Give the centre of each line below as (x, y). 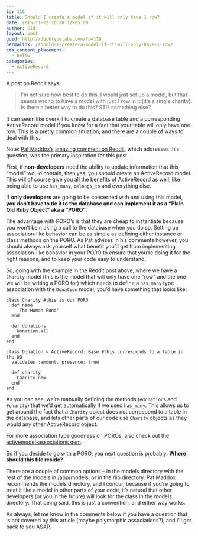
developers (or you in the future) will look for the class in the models (89, 496)
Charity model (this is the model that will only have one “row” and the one (96, 277)
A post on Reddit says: (33, 83)
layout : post (22, 34)
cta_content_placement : (35, 50)
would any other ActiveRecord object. (52, 424)
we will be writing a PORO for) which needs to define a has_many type (90, 283)
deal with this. (23, 138)
